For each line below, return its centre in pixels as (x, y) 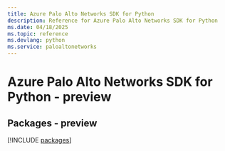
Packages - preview (52, 123)
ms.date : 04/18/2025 (38, 27)
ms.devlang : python (36, 40)
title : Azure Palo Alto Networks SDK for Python (81, 14)
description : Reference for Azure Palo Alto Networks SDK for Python (113, 21)
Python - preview (59, 97)
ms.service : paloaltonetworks (52, 47)
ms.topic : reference (38, 34)
